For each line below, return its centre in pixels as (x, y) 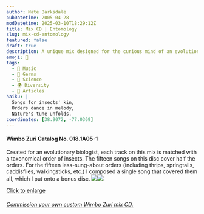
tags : (13, 63)
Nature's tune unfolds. (42, 114)
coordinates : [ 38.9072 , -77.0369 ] (50, 119)
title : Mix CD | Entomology (42, 29)
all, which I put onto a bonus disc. (48, 179)
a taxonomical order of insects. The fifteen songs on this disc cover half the (101, 159)
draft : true (21, 46)
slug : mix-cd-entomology (38, 35)
